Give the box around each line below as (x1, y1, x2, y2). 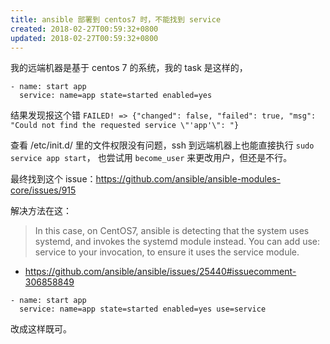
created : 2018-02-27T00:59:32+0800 (10, 24, 159, 34)
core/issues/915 (10, 184, 77, 196)
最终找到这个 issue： (10, 173, 97, 185)
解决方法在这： (10, 205, 72, 217)
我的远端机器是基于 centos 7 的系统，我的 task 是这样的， (10, 62, 248, 74)
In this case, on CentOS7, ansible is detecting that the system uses (34, 225, 310, 237)
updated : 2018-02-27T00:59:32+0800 (10, 33, 159, 43)
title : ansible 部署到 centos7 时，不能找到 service (10, 14, 222, 25)
